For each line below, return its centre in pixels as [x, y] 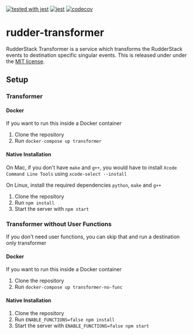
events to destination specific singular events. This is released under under [96, 55]
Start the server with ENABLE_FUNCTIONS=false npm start [82, 326]
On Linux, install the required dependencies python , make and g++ [84, 185]
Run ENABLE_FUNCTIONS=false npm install [65, 320]
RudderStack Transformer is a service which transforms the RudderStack [94, 49]
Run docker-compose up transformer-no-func [68, 287]
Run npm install [35, 203]
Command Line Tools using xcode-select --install [67, 173]
